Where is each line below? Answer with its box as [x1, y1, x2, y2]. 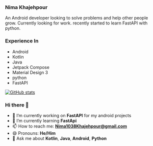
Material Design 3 [12, 69, 48, 75]
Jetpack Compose [12, 64, 50, 70]
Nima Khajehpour [5, 4, 48, 11]
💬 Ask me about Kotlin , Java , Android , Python [12, 135, 107, 141]
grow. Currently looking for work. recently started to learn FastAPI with [5, 20, 148, 26]
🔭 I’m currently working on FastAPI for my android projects [12, 112, 131, 118]
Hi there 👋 [5, 102, 29, 108]
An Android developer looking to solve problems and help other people [5, 15, 148, 21]
